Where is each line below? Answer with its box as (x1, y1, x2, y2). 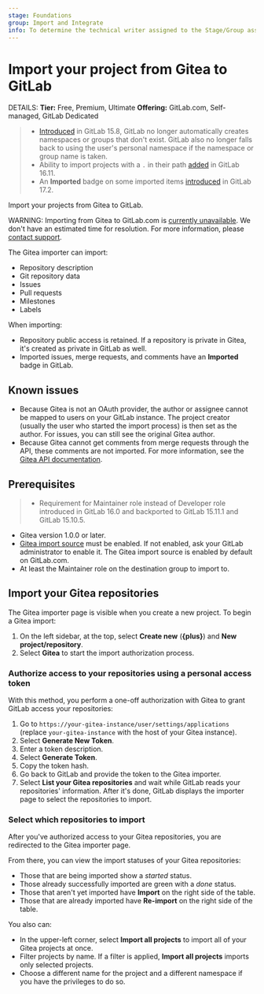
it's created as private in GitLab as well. (19, 344, 148, 353)
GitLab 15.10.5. (38, 515, 86, 524)
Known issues (8, 383, 79, 396)
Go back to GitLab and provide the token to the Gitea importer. (19, 769, 222, 779)
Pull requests (19, 289, 63, 298)
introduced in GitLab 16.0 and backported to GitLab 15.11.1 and (38, 506, 239, 516)
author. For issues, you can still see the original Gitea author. (19, 430, 215, 439)
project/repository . (19, 639, 84, 649)
